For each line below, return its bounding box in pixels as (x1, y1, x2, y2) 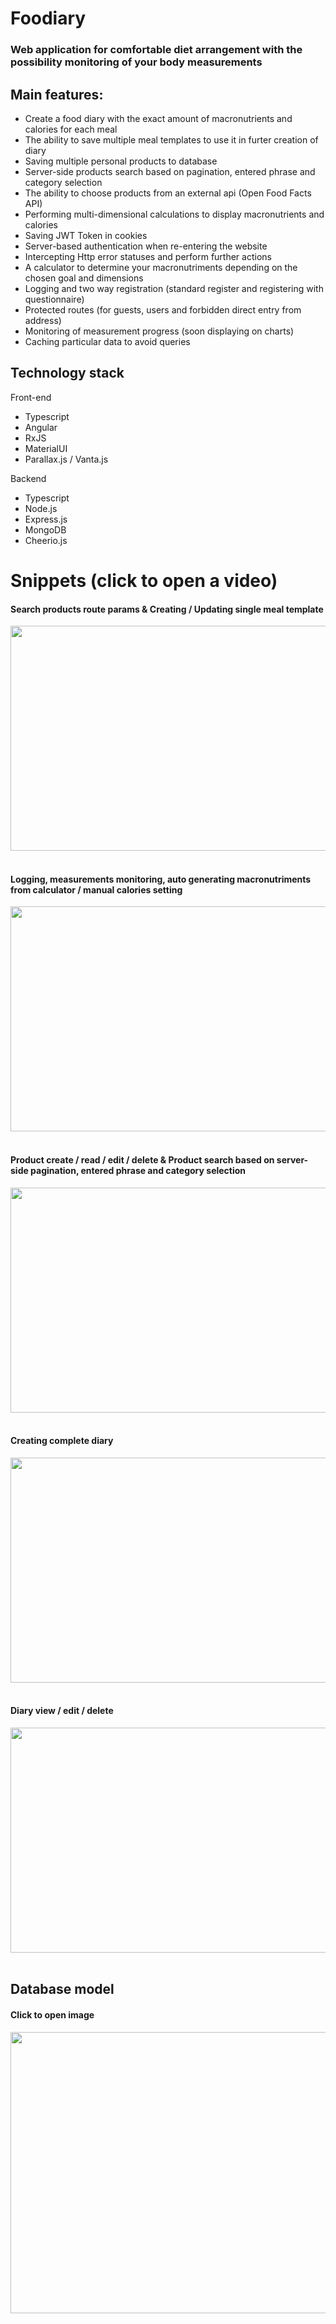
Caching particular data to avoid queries (24, 335, 191, 347)
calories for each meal (24, 123, 118, 135)
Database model (10, 1981, 115, 1998)
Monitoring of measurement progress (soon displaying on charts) (24, 325, 295, 337)
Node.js (24, 502, 58, 514)
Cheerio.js (24, 534, 68, 546)
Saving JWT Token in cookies (24, 229, 148, 241)
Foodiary (10, 7, 87, 30)
